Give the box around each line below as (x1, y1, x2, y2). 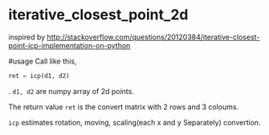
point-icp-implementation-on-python (8, 40, 131, 50)
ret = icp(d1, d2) (8, 72, 70, 80)
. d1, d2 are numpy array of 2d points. (8, 86, 134, 96)
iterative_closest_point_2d (8, 6, 189, 24)
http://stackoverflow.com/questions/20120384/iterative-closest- (47, 32, 260, 42)
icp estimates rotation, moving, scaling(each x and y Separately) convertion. (8, 117, 261, 127)
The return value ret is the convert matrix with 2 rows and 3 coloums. (8, 102, 239, 112)
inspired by (8, 32, 46, 42)
